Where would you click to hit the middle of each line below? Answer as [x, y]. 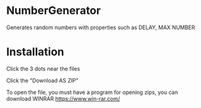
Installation [35, 52]
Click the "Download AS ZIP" [42, 80]
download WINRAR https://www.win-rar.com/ [63, 98]
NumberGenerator [54, 11]
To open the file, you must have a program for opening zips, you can [92, 92]
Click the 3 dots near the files [43, 69]
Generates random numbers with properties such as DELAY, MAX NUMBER [101, 27]
